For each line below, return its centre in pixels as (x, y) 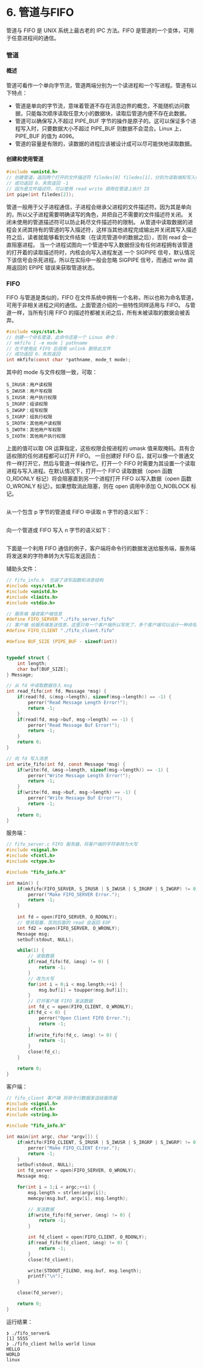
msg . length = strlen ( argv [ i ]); (67, 1193)
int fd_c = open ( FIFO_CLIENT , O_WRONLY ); (81, 1007)
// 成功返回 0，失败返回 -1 (37, 183)
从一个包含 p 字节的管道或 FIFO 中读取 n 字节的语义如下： (78, 512)
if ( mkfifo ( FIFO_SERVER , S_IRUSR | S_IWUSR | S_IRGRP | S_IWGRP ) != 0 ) (108, 889)
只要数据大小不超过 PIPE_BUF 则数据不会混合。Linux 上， (113, 128)
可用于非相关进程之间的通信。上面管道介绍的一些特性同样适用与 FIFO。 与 (98, 305)
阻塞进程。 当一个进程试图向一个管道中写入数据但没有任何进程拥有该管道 (102, 245)
